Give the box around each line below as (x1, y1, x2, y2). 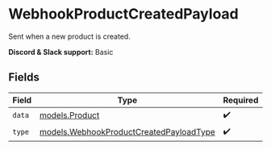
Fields (8, 70, 40, 85)
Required (223, 94, 259, 106)
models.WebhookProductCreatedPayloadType (39, 127, 215, 138)
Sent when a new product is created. (8, 31, 131, 41)
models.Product (39, 110, 100, 121)
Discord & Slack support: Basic (8, 47, 114, 56)
